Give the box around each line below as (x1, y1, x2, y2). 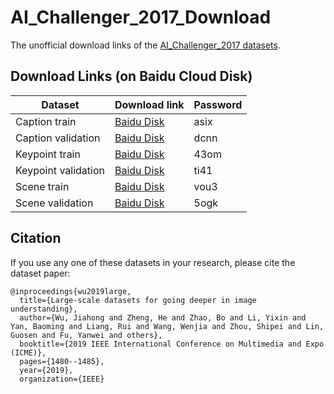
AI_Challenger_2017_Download (10, 6, 272, 29)
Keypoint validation (15, 163, 105, 177)
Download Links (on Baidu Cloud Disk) (10, 68, 253, 85)
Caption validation (15, 131, 101, 145)
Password (193, 97, 243, 111)
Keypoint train (15, 147, 81, 161)
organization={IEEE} (19, 374, 105, 384)
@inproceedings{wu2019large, (10, 286, 132, 296)
